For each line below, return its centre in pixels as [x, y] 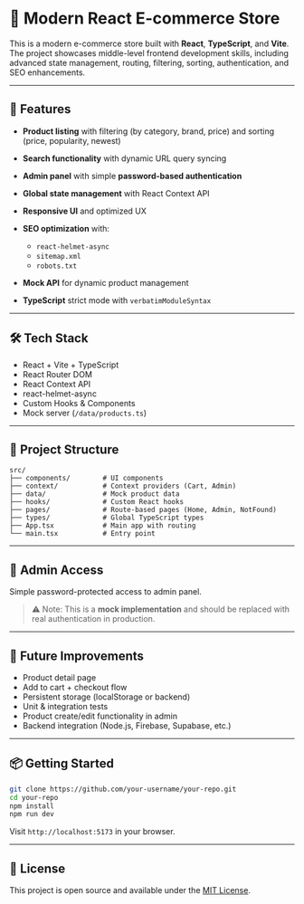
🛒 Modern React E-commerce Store [145, 19]
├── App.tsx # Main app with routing [103, 526]
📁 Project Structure [64, 449]
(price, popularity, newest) [71, 140]
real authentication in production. [93, 619]
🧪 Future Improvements [77, 656]
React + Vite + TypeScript [71, 365]
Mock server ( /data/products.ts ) [85, 413]
